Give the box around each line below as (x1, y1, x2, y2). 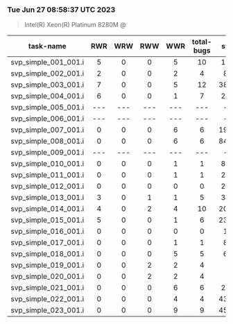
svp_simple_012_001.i (10, 182, 85, 191)
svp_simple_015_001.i (10, 215, 85, 225)
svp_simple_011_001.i (10, 170, 85, 180)
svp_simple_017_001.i (10, 238, 85, 248)
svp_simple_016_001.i (10, 227, 85, 237)
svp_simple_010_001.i (10, 159, 85, 169)
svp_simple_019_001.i (10, 260, 85, 270)
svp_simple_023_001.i (10, 305, 85, 315)
